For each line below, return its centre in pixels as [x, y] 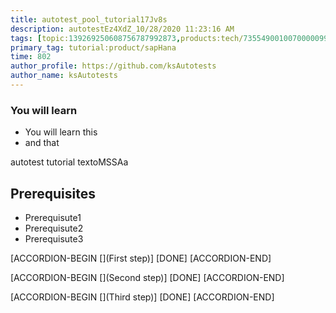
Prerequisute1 [53, 217]
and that [42, 143]
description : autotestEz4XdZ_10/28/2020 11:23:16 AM [122, 29]
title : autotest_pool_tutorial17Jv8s [89, 19]
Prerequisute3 [54, 238]
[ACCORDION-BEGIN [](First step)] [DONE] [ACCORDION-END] [141, 258]
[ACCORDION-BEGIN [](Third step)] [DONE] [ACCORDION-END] [142, 297]
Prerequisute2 [54, 228]
